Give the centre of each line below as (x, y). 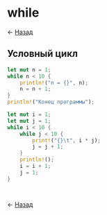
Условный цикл (43, 54)
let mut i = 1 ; (29, 114)
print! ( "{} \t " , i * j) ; (66, 140)
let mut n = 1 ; (29, 70)
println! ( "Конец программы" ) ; (51, 102)
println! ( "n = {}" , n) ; (54, 83)
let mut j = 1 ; (29, 121)
